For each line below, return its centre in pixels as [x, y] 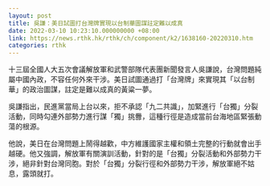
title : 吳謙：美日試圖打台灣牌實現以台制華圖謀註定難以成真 [96, 23]
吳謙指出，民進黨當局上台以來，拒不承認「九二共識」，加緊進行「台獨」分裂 [133, 107]
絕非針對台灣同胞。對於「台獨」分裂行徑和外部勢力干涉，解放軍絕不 [135, 164]
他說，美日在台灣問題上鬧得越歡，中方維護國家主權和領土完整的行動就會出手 [135, 144]
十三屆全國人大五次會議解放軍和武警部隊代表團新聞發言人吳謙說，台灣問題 [131, 70]
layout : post [30, 16]
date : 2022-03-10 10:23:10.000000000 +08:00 [84, 30]
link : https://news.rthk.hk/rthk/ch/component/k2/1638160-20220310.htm [131, 38]
